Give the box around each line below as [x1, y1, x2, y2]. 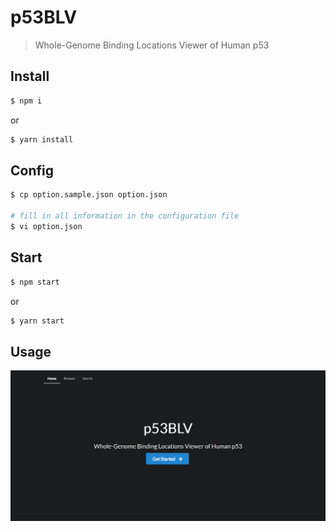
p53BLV [10, 6, 78, 29]
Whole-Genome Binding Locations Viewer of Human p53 [34, 39, 270, 51]
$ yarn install [10, 134, 74, 145]
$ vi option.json [10, 221, 83, 231]
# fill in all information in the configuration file [10, 211, 240, 221]
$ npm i [10, 96, 43, 106]
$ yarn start [10, 316, 65, 326]
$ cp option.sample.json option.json [10, 190, 168, 200]
